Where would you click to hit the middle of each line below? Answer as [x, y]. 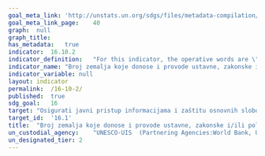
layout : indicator [38, 81]
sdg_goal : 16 [33, 103]
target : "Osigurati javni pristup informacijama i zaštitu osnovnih [123, 111]
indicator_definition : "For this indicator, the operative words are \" [134, 60]
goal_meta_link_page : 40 [54, 23]
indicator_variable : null [50, 74]
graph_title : [30, 37]
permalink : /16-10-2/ [45, 89]
